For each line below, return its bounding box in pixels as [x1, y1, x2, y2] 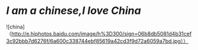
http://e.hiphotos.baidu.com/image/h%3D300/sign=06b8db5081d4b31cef [11, 30, 192, 37]
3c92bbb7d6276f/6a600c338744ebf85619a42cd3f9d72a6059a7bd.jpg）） [6, 37, 189, 44]
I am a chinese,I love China [6, 4, 141, 17]
